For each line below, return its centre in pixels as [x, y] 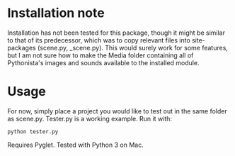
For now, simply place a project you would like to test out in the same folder [117, 111]
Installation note [56, 13]
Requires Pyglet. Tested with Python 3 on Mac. [75, 145]
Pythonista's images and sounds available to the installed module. [103, 62]
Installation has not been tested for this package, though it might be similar [116, 33]
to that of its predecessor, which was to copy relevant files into [99, 40]
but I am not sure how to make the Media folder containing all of [101, 55]
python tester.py [33, 132]
